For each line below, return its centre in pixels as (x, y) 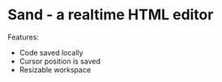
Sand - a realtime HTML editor (111, 15)
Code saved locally (51, 52)
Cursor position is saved (60, 61)
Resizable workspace (55, 69)
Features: (23, 37)
